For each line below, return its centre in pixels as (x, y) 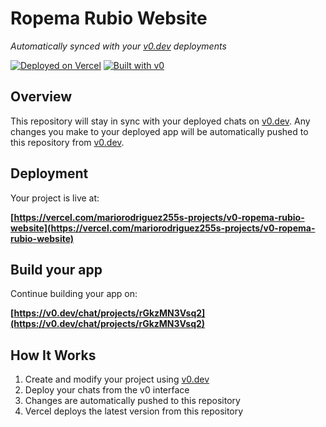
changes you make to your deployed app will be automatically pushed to (159, 131)
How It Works (53, 355)
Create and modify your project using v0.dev (117, 379)
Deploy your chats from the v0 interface (107, 390)
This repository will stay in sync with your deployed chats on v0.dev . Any (160, 121)
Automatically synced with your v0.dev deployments (118, 46)
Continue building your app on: (74, 294)
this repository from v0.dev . (67, 142)
